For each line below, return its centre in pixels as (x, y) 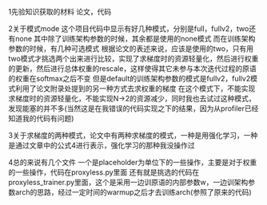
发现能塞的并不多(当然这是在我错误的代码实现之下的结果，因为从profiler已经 (133, 108)
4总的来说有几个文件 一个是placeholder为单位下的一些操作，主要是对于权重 (133, 162)
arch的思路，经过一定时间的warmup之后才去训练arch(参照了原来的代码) (133, 192)
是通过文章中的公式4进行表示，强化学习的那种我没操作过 (102, 145)
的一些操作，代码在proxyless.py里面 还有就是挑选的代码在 (104, 172)
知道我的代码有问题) (41, 118)
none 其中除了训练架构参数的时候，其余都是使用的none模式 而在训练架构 (135, 39)
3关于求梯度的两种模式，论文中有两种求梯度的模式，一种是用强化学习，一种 (133, 135)
